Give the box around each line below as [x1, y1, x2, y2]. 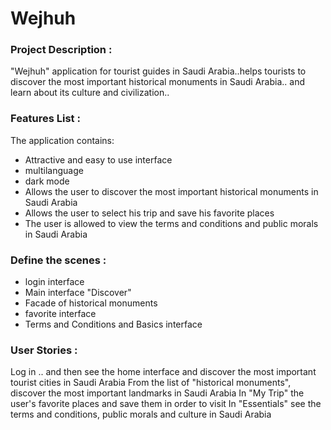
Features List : [10, 112, 81, 126]
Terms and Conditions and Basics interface [24, 318, 203, 331]
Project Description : [10, 43, 113, 57]
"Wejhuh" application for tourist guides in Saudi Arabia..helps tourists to [10, 65, 307, 77]
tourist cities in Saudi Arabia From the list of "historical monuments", [10, 377, 292, 389]
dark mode [24, 175, 70, 187]
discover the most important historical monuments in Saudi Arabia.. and [10, 76, 306, 88]
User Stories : [10, 343, 78, 357]
